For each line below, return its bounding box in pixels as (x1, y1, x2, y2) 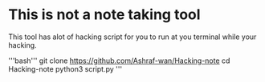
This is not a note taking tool (8, 6, 201, 24)
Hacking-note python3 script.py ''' (8, 64, 123, 73)
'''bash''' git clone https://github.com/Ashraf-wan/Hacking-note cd (8, 56, 230, 65)
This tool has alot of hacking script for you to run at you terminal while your (8, 32, 257, 41)
